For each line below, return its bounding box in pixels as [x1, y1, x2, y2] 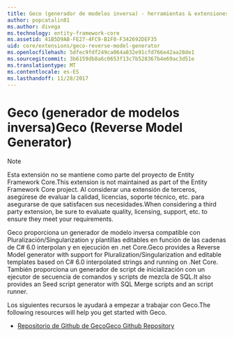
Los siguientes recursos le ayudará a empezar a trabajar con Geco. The [7, 301, 211, 309]
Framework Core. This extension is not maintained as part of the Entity [7, 178, 208, 186]
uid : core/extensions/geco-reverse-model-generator [7, 42, 160, 49]
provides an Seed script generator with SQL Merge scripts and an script [7, 280, 214, 288]
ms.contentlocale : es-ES [7, 68, 79, 75]
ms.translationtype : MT [7, 62, 77, 69]
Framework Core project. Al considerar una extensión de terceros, [7, 186, 197, 194]
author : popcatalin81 [7, 17, 70, 24]
